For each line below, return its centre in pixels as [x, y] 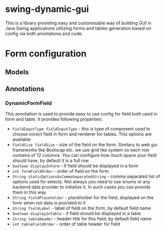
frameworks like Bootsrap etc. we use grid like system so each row [81, 150]
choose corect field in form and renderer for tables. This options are [82, 134]
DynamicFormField [29, 103]
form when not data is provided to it [49, 203]
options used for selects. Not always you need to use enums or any [81, 182]
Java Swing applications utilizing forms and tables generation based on [78, 28]
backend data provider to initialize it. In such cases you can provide [81, 187]
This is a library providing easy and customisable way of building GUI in [78, 23]
